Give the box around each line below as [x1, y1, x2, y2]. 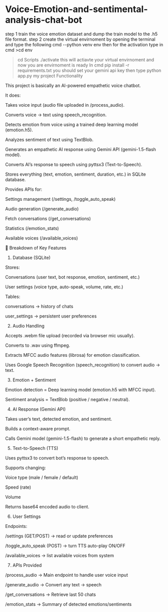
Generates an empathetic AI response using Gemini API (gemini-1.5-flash [5, 146, 156, 152]
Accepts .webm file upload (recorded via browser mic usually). [5, 332, 135, 338]
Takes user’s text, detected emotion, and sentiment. [5, 416, 112, 422]
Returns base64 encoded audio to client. [5, 503, 89, 509]
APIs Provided [12, 562, 42, 568]
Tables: [5, 293, 21, 299]
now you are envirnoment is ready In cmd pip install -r [17, 62, 129, 68]
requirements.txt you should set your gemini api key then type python [17, 67, 161, 73]
